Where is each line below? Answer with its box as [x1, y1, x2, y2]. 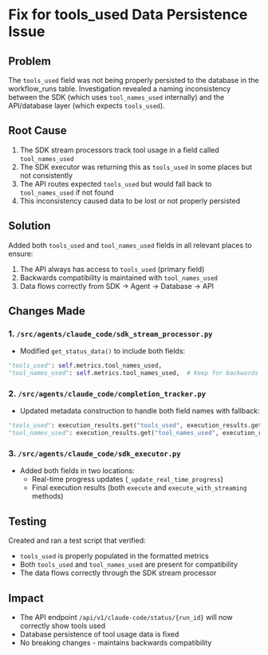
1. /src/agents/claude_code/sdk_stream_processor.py [8, 328, 213, 339]
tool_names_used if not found [19, 187, 114, 197]
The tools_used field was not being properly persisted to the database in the [8, 76, 259, 85]
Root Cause [8, 124, 68, 137]
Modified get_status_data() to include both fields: [19, 346, 186, 356]
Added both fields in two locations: [19, 466, 135, 475]
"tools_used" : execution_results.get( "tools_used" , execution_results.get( [8, 421, 266, 430]
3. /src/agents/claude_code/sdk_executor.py [8, 448, 181, 460]
